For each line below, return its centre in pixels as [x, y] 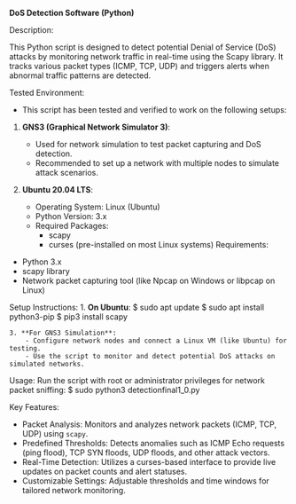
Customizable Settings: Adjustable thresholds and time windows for [146, 481]
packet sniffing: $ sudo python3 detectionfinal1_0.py [105, 390]
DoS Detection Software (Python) [72, 13]
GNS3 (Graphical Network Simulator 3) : [96, 127]
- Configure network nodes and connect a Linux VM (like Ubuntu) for [156, 341]
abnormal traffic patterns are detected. [80, 75]
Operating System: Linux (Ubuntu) [98, 207]
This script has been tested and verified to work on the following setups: [154, 110]
